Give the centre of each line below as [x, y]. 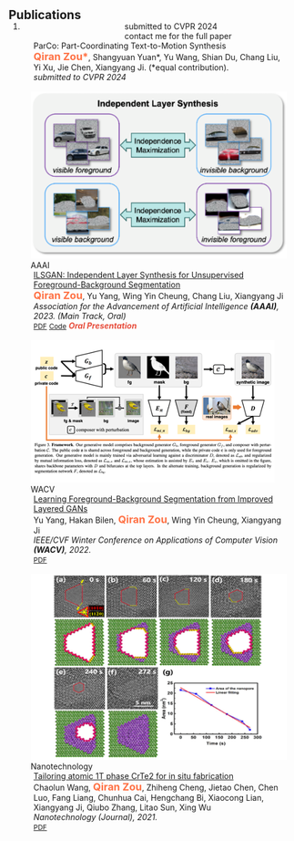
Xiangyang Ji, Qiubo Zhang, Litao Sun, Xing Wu [122, 807]
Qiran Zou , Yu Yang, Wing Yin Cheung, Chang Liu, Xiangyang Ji [158, 296]
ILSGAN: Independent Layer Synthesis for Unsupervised [139, 275]
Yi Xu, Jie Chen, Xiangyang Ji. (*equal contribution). [131, 67]
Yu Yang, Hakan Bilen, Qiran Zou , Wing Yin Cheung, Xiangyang [157, 519]
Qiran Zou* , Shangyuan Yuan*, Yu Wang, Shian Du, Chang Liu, [157, 57]
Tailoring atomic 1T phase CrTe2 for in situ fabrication [133, 775]
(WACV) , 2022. [62, 550]
